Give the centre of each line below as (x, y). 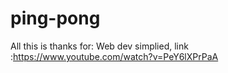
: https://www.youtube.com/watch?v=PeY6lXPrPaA (114, 56)
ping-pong (55, 18)
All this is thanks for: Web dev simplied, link (99, 46)
